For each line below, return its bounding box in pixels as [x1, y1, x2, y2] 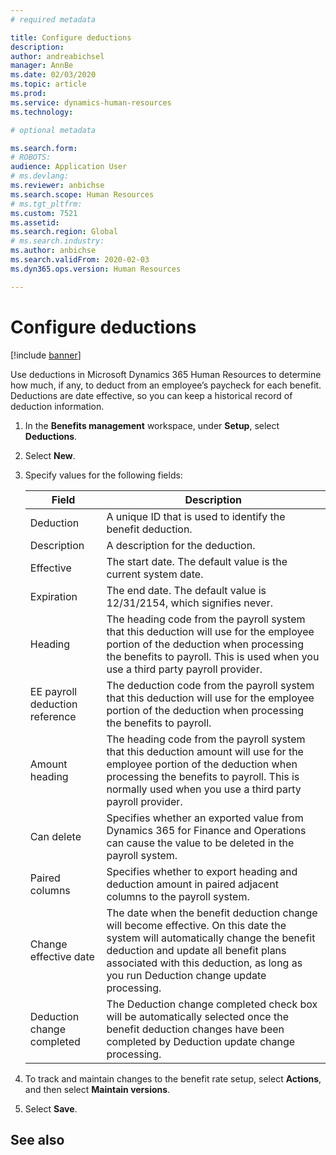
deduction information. [10, 400, 105, 412]
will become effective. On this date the [106, 918, 287, 932]
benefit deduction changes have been [106, 1022, 285, 1036]
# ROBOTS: [10, 152, 52, 163]
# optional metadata [10, 125, 97, 135]
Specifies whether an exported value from [106, 811, 304, 825]
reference [29, 709, 77, 723]
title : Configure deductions [10, 32, 132, 43]
